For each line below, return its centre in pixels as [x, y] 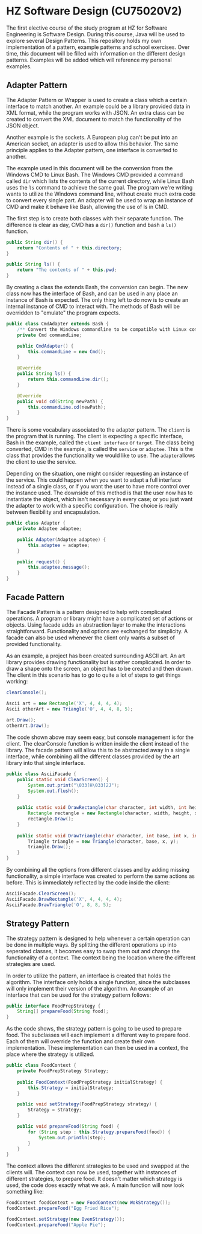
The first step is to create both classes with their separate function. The [95, 218]
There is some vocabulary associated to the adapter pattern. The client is [98, 430]
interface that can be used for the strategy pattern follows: [79, 995]
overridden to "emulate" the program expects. [63, 313]
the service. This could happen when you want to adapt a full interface [94, 480]
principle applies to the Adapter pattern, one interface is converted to [92, 150]
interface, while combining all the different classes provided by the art [93, 756]
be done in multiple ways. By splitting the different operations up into [92, 945]
